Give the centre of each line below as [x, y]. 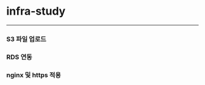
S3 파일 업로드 [27, 39]
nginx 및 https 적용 [34, 75]
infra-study [36, 11]
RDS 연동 [19, 57]
